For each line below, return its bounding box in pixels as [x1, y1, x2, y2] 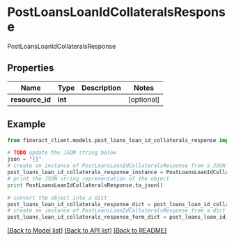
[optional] [127, 95, 160, 104]
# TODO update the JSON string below [7, 149, 117, 157]
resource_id [10, 95, 51, 104]
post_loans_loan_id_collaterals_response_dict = [7, 201, 151, 208]
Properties [7, 62, 54, 74]
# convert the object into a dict [7, 194, 108, 201]
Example [7, 118, 46, 130]
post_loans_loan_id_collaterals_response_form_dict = [7, 214, 167, 221]
